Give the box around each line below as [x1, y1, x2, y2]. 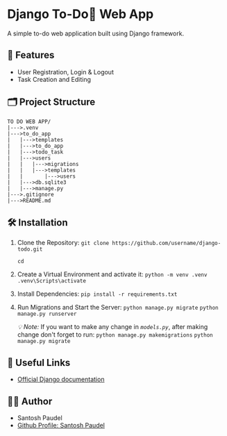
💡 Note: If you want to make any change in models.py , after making [17, 323, 208, 331]
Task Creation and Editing [17, 75, 92, 83]
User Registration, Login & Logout [17, 67, 115, 76]
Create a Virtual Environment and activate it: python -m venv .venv [17, 270, 208, 278]
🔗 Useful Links [7, 357, 71, 369]
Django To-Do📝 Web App [7, 6, 154, 22]
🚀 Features [7, 49, 55, 61]
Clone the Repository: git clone [17, 239, 110, 247]
